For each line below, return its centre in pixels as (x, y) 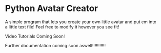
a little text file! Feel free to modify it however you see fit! (62, 26)
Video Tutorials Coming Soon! (35, 36)
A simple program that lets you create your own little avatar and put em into (81, 22)
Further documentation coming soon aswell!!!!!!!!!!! (55, 45)
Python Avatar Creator (52, 8)
